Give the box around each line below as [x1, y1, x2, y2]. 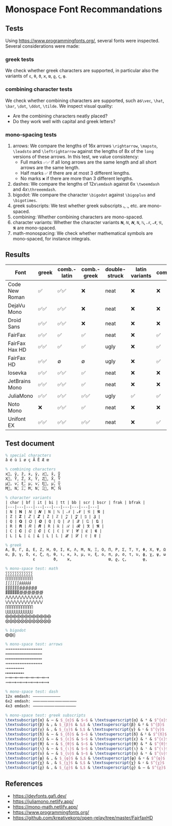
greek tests [5, 55, 34, 63]
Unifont [8, 415, 26, 422]
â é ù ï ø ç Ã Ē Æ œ [5, 457, 50, 462]
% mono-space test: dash [5, 689, 58, 694]
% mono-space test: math [5, 566, 58, 571]
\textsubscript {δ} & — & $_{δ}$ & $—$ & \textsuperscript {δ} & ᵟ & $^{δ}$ [5, 732, 167, 737]
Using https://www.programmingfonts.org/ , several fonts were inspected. [5, 37, 160, 44]
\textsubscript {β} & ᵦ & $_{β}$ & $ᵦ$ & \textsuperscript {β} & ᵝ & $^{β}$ [5, 722, 165, 728]
